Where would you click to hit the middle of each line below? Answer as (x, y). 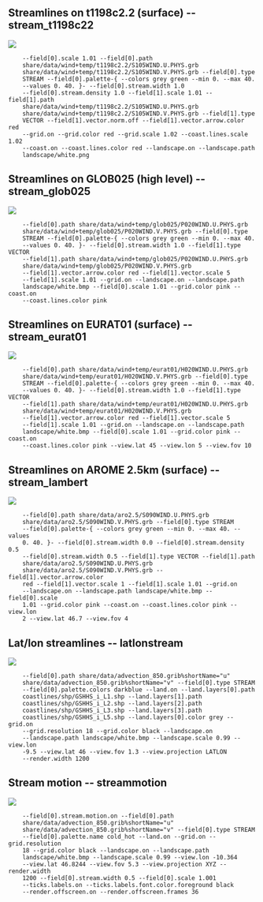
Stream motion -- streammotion (88, 783)
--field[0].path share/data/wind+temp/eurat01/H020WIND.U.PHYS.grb (135, 370)
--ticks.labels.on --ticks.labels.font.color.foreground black (128, 885)
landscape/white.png (56, 155)
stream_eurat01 (47, 337)
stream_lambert (48, 482)
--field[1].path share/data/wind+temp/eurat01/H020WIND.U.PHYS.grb (135, 404)
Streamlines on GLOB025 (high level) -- (107, 180)
